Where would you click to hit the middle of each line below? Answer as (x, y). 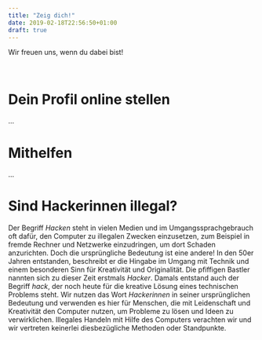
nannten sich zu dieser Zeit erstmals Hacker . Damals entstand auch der (124, 278)
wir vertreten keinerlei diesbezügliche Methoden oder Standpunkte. (117, 328)
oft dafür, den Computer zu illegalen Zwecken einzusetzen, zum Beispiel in (129, 236)
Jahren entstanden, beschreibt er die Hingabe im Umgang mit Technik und (129, 261)
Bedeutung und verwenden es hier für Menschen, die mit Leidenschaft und (129, 303)
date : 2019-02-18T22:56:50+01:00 (63, 23)
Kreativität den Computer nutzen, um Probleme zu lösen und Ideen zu (121, 312)
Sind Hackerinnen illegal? (93, 206)
